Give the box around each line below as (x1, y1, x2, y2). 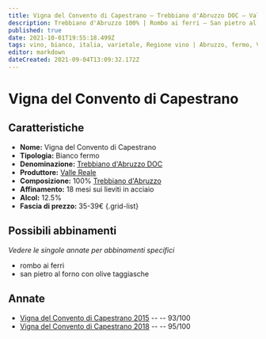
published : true (8, 26, 62, 34)
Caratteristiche (8, 121, 85, 135)
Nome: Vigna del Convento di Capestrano (19, 142, 157, 151)
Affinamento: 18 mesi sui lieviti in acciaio (19, 184, 154, 194)
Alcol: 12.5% (19, 192, 62, 202)
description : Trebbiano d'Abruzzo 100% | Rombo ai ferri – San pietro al (8, 19, 257, 27)
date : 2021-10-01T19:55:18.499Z (8, 33, 115, 42)
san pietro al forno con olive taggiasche (19, 269, 150, 278)
